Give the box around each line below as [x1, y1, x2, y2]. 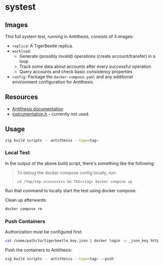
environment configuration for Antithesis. [12, 79, 95, 85]
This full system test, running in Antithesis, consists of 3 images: [5, 33, 134, 39]
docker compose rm [5, 206, 42, 211]
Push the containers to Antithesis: [5, 247, 73, 253]
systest [5, 1, 36, 13]
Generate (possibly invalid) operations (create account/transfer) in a [19, 53, 156, 59]
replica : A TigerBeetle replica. [12, 43, 74, 48]
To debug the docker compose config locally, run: [16, 170, 117, 175]
